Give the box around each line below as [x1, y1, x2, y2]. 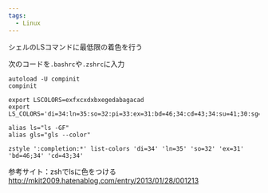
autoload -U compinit [8, 75, 81, 83]
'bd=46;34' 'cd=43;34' [8, 152, 84, 160]
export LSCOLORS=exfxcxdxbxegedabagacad [8, 96, 145, 104]
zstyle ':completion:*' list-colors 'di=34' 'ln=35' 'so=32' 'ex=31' [8, 144, 245, 152]
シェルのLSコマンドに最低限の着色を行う [8, 41, 143, 52]
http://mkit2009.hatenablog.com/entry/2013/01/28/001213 [8, 175, 199, 185]
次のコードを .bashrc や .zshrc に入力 [8, 59, 125, 69]
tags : [8, 11, 26, 20]
